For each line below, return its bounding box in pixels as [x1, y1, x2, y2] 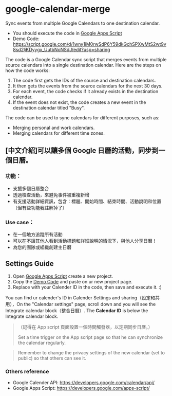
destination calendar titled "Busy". [12, 104, 85, 111]
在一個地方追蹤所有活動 [12, 231, 63, 237]
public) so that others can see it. [17, 355, 86, 361]
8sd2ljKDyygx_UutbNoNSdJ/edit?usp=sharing [12, 46, 110, 52]
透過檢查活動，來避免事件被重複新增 [12, 191, 90, 198]
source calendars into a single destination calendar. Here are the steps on [5, 62, 162, 68]
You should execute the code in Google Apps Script [12, 30, 122, 36]
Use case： [5, 219, 34, 226]
